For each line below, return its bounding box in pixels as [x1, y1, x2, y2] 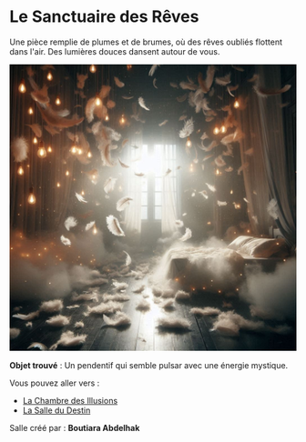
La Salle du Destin [22, 405, 91, 416]
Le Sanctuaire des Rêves [9, 6, 199, 27]
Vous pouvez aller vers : [9, 377, 100, 388]
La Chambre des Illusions [22, 395, 118, 406]
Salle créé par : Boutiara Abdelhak [9, 422, 140, 433]
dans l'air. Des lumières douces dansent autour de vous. [9, 45, 220, 56]
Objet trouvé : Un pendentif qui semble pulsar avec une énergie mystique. [9, 359, 289, 370]
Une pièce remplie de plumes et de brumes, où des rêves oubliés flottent [9, 36, 283, 47]
